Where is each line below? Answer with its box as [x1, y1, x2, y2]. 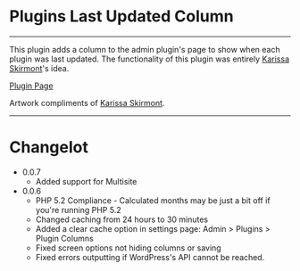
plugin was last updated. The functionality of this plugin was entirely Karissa [9, 53, 290, 64]
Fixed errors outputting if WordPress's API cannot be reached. [35, 251, 265, 262]
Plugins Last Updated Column [9, 6, 234, 27]
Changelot [9, 137, 89, 158]
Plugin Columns [35, 233, 94, 243]
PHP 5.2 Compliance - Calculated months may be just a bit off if [35, 194, 271, 206]
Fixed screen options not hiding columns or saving [35, 242, 221, 253]
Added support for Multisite [35, 176, 137, 186]
